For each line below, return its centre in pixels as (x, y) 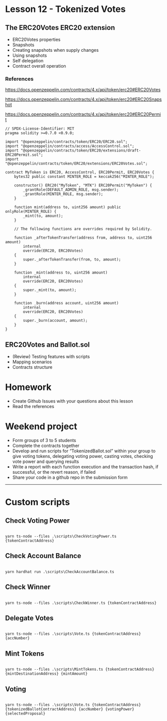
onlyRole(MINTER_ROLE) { (31, 212)
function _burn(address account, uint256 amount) (67, 303)
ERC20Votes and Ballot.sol (47, 345)
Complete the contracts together (46, 445)
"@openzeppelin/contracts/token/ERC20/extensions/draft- (81, 150)
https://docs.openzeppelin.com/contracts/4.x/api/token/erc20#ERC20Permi (83, 114)
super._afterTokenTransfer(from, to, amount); (72, 260)
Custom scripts (38, 502)
